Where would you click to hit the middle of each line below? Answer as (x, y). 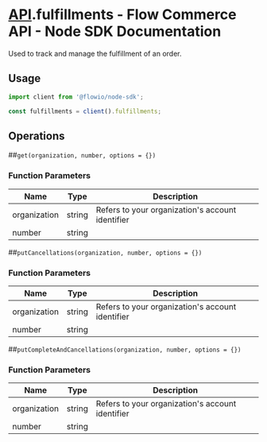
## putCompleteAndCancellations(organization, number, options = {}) (125, 349)
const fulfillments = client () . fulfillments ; (85, 111)
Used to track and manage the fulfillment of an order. (95, 53)
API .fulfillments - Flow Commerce (122, 15)
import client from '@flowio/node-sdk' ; (76, 97)
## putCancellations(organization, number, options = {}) (105, 252)
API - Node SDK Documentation (115, 31)
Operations (37, 136)
